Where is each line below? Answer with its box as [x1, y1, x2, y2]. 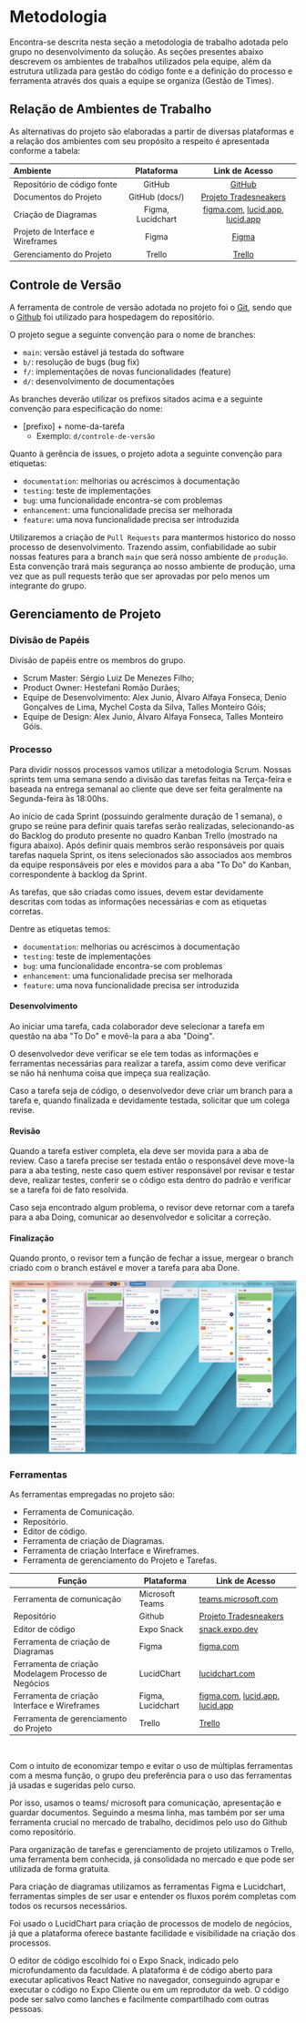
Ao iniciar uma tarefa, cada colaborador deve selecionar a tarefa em [9, 1021, 265, 1031]
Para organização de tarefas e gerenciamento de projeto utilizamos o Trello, [9, 1844, 294, 1855]
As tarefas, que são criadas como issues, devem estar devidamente [9, 886, 264, 897]
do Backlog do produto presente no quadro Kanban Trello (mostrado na [9, 830, 278, 841]
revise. [9, 1105, 35, 1115]
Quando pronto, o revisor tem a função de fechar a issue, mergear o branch [9, 1252, 294, 1263]
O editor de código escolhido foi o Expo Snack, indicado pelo [9, 1956, 240, 1967]
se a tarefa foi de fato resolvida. [9, 1184, 129, 1195]
